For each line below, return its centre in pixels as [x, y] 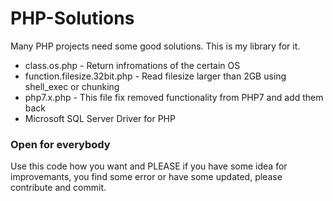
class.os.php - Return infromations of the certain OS [132, 65]
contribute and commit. [58, 188]
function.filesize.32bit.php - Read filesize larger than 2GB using [155, 76]
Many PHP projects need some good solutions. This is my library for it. [155, 46]
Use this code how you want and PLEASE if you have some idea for [149, 166]
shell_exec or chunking [72, 86]
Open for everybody [60, 144]
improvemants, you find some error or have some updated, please [146, 177]
